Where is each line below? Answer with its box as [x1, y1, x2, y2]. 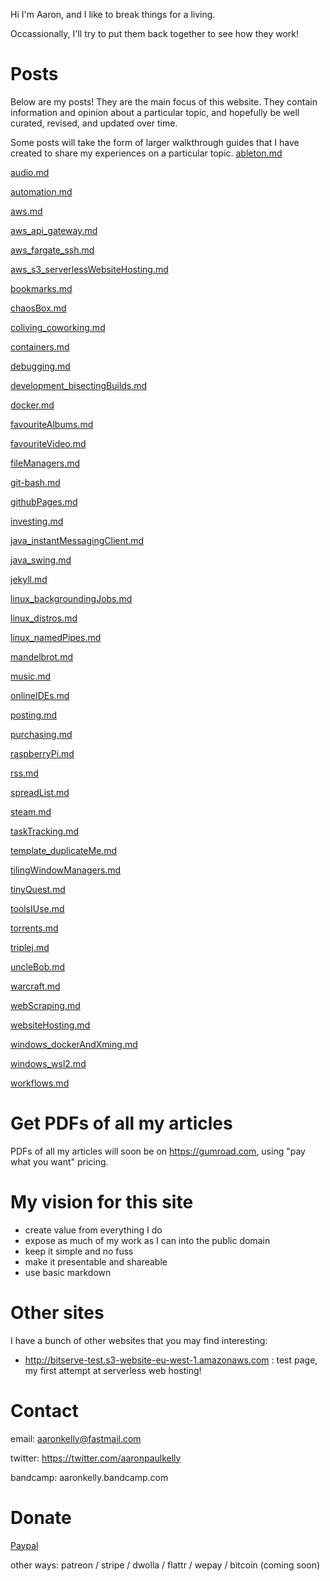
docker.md [10, 399, 55, 411]
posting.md [10, 709, 58, 721]
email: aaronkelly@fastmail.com [10, 1432, 142, 1444]
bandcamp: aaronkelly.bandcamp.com [10, 1471, 169, 1483]
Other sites [10, 1302, 105, 1324]
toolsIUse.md [10, 902, 65, 914]
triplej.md [10, 941, 50, 953]
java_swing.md [10, 554, 72, 566]
